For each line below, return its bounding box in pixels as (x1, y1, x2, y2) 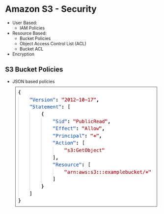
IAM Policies (19, 25, 45, 31)
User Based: (12, 20, 38, 26)
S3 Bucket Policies (5, 65, 63, 74)
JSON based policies (12, 78, 55, 84)
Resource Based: (12, 30, 47, 36)
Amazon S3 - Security (5, 3, 97, 15)
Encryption (12, 51, 35, 57)
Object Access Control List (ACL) (19, 40, 87, 46)
